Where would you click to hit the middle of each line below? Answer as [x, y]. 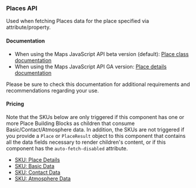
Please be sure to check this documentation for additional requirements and [98, 84]
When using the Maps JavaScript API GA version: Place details [90, 67]
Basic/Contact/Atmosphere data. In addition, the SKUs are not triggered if [95, 129]
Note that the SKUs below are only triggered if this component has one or [95, 117]
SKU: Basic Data [34, 166]
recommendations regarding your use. [52, 90]
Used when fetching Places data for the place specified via [78, 21]
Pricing [15, 104]
